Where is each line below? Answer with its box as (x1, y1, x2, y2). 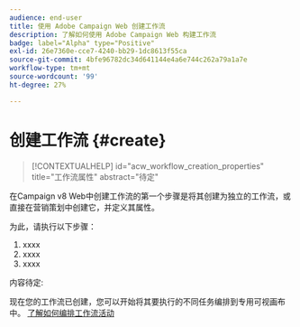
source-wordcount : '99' (9, 72, 99, 81)
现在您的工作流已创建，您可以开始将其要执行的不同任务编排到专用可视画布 (9, 295, 286, 307)
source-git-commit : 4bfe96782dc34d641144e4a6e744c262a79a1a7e (9, 55, 248, 64)
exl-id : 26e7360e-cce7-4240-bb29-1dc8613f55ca (9, 47, 187, 56)
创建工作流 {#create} (9, 130, 167, 150)
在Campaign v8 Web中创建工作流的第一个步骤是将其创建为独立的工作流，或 (9, 191, 291, 201)
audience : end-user (9, 13, 83, 23)
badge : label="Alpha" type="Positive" (9, 38, 155, 48)
